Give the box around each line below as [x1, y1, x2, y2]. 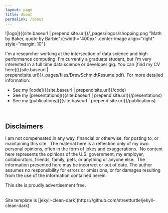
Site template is [5, 197, 37, 203]
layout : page [5, 7, 33, 13]
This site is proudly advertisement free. [5, 182, 86, 188]
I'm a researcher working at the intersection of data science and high [5, 51, 148, 57]
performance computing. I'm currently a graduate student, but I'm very [5, 56, 152, 62]
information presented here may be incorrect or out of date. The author [5, 162, 152, 168]
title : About [5, 12, 33, 17]
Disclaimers [5, 122, 44, 130]
